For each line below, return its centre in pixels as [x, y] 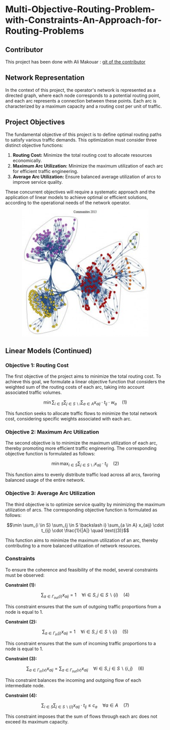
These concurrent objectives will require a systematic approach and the [80, 192]
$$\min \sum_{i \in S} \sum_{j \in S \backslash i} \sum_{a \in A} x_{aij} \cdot [85, 525]
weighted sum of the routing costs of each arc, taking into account [75, 387]
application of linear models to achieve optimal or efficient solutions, [77, 197]
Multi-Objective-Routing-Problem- [80, 9]
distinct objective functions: [34, 145]
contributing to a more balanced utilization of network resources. [73, 545]
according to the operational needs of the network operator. [68, 203]
